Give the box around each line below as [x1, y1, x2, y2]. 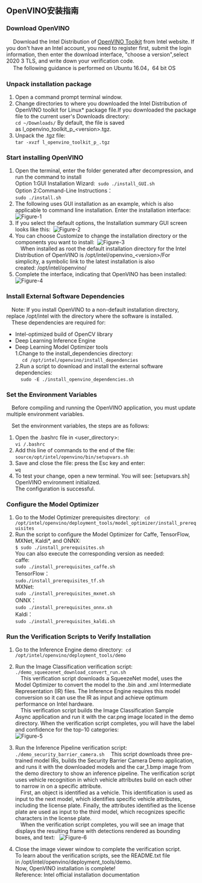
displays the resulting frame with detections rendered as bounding [14, 828, 181, 835]
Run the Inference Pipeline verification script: [14, 744, 128, 752]
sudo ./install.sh [14, 195, 62, 201]
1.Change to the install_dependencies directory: [14, 349, 133, 357]
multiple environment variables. [6, 410, 84, 417]
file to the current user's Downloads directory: [14, 112, 130, 119]
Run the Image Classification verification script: [14, 663, 133, 671]
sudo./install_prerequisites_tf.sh [14, 578, 105, 584]
